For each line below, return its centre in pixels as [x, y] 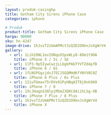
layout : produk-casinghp [30, 10]
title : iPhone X [31, 105]
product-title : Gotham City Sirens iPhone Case [55, 32]
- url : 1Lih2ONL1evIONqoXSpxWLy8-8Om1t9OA [53, 55]
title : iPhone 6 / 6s [36, 69]
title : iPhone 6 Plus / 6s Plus [47, 78]
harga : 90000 [18, 37]
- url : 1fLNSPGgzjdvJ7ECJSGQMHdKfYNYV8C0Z [53, 73]
